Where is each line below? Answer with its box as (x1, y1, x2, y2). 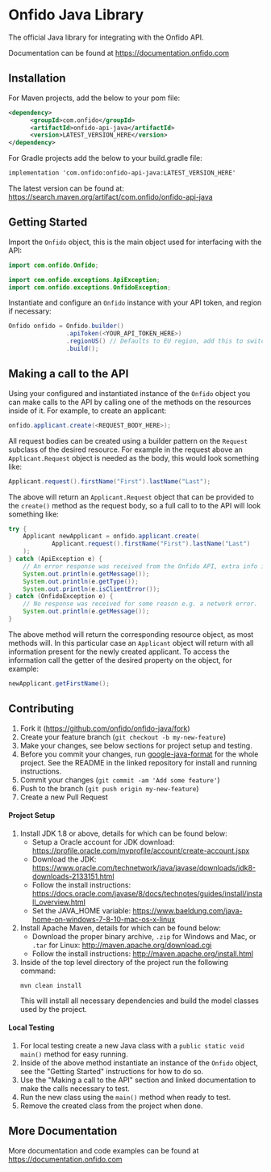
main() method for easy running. (19, 1049, 128, 1059)
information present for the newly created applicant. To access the (8, 647, 230, 656)
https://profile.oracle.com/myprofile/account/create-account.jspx (31, 845, 250, 855)
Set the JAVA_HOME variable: (31, 905, 131, 915)
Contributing (8, 702, 74, 716)
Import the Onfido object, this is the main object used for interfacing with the (8, 237, 262, 247)
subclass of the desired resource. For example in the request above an (8, 445, 244, 454)
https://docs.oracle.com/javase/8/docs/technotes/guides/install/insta (31, 888, 263, 898)
